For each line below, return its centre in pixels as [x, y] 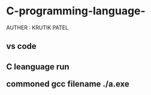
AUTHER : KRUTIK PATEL [37, 27]
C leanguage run [38, 67]
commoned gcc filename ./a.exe [68, 84]
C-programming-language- [76, 11]
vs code [22, 46]
